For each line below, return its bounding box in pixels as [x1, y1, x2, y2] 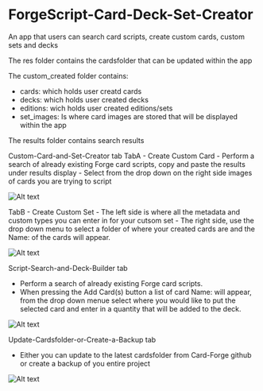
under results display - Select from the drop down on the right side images [8, 168, 253, 177]
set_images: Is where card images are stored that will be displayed [19, 111, 238, 121]
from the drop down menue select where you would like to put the [19, 296, 236, 305]
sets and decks [8, 40, 58, 49]
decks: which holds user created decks [19, 95, 149, 104]
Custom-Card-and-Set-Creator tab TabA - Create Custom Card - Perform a [8, 151, 255, 161]
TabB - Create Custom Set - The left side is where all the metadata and [8, 207, 241, 216]
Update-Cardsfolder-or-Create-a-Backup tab [8, 335, 157, 344]
